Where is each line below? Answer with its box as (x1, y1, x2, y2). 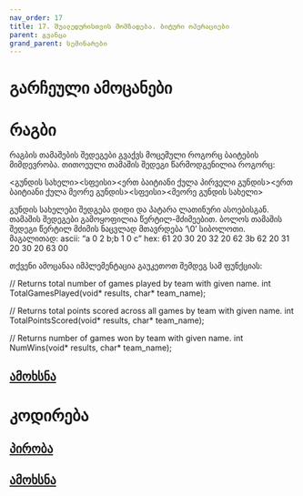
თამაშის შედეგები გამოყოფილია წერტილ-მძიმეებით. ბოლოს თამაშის (9, 214, 283, 225)
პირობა (9, 441, 54, 457)
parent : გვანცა (9, 30, 67, 39)
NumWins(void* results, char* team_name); (9, 342, 173, 353)
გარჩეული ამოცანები (9, 78, 173, 98)
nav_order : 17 (9, 13, 64, 23)
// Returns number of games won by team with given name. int (9, 333, 244, 344)
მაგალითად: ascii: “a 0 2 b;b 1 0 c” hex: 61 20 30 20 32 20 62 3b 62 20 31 (9, 233, 289, 244)
